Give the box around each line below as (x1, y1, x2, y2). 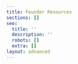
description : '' (12, 32, 53, 38)
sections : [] (6, 15, 40, 21)
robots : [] (12, 37, 40, 43)
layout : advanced (6, 49, 51, 55)
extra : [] (12, 43, 37, 49)
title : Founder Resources (6, 9, 72, 15)
